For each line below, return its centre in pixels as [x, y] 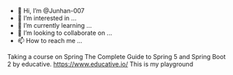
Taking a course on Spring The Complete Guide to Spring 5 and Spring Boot [116, 57]
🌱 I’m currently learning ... [55, 25]
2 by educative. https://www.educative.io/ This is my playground [100, 64]
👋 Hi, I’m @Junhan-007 [51, 11]
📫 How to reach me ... [50, 41]
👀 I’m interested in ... [47, 18]
